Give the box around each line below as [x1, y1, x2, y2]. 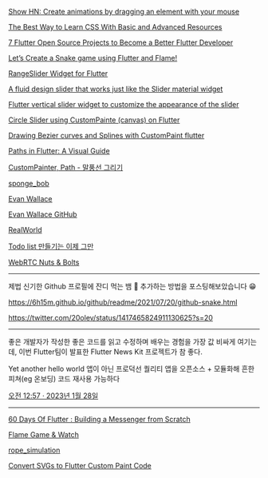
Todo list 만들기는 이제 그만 [8, 241, 94, 251]
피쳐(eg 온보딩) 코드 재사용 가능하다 [8, 374, 120, 383]
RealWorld [8, 225, 42, 234]
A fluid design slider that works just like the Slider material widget [8, 84, 223, 94]
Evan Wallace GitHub [8, 209, 77, 219]
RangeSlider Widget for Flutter [8, 69, 108, 78]
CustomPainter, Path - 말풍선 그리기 [8, 163, 124, 172]
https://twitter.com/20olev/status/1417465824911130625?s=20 [8, 313, 214, 322]
